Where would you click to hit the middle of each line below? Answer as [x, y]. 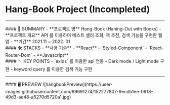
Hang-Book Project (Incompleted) [78, 9]
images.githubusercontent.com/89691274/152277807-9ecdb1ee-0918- [79, 91]
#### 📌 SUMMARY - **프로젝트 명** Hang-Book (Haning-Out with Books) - [83, 28]
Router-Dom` [19, 55]
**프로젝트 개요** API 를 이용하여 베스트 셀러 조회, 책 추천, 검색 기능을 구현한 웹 [84, 35]
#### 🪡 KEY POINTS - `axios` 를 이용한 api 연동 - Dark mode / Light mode [82, 61]
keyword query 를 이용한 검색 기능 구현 [53, 69]
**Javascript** [52, 55]
